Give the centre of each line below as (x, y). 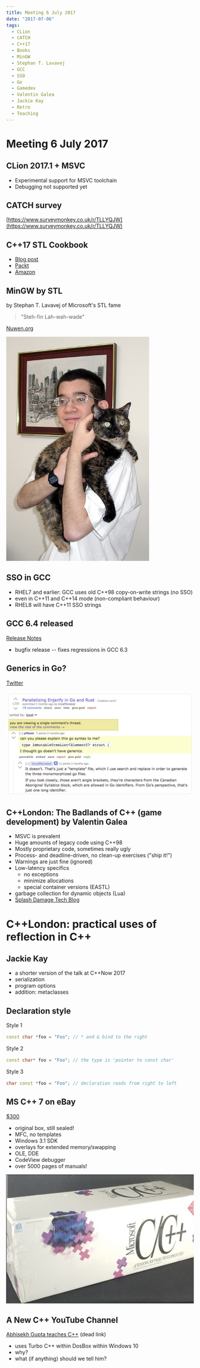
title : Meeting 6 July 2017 (41, 13)
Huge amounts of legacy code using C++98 (69, 842)
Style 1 (14, 1025)
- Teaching (25, 114)
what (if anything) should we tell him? (61, 1359)
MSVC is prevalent (37, 836)
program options (35, 986)
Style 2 (15, 1049)
